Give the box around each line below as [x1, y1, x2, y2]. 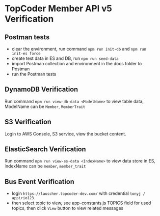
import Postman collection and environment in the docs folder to [11, 61, 142, 66]
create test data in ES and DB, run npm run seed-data [11, 55, 119, 61]
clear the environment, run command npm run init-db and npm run [11, 46, 147, 52]
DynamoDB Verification [4, 85, 78, 94]
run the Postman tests [11, 71, 56, 77]
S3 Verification [4, 118, 52, 126]
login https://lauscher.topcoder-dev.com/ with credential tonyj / [11, 190, 146, 196]
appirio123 [11, 196, 34, 201]
